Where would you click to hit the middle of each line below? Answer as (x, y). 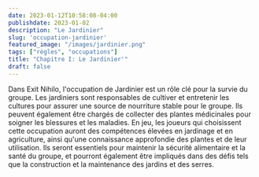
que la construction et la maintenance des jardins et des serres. (111, 164)
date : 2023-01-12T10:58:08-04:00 (63, 15)
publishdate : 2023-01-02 (49, 23)
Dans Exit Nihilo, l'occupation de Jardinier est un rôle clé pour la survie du (128, 89)
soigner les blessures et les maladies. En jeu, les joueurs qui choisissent (125, 122)
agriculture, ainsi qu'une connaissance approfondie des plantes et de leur (128, 139)
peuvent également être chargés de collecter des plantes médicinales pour (130, 114)
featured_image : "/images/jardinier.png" (77, 45)
